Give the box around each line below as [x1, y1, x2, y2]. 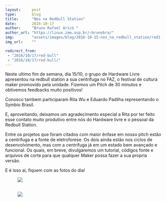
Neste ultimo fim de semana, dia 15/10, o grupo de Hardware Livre [5, 71, 140, 77]
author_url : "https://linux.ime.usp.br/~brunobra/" [5, 30, 114, 35]
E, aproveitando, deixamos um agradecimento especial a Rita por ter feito [5, 111, 155, 117]
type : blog [5, 12, 41, 17]
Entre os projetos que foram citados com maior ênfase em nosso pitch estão [5, 132, 162, 138]
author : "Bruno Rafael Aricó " [5, 26, 79, 31]
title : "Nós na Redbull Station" [5, 16, 85, 21]
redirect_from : [5, 48, 37, 53]
